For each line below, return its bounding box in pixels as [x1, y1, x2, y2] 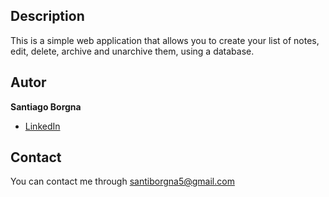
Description [10, 8, 85, 25]
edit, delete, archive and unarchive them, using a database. [10, 45, 255, 57]
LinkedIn [24, 120, 61, 132]
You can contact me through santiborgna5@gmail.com [10, 175, 235, 188]
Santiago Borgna [10, 100, 82, 113]
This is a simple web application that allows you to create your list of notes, [10, 34, 320, 46]
